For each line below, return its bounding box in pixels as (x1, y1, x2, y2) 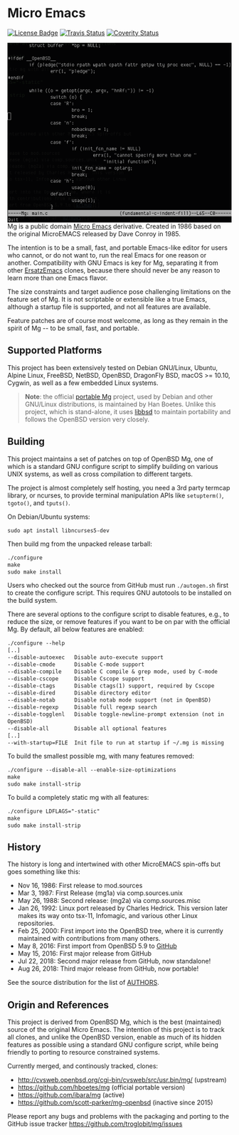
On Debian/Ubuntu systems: (7, 512, 90, 521)
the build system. (7, 596, 58, 604)
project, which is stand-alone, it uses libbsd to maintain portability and (24, 407, 231, 416)
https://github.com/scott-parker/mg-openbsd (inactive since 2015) (17, 1098, 213, 1107)
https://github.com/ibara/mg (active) (17, 1091, 125, 1099)
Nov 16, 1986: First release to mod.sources (17, 881, 143, 890)
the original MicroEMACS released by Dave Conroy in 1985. (7, 229, 181, 238)
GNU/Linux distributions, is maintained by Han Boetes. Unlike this (24, 400, 216, 408)
